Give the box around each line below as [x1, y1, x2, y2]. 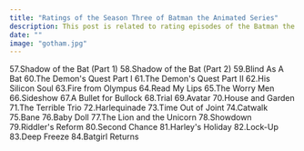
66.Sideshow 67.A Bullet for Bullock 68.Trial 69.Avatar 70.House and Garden [9, 93, 295, 104]
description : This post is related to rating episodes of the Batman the [9, 22, 296, 31]
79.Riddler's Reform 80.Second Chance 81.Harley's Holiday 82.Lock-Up [9, 122, 279, 133]
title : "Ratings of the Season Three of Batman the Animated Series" [9, 13, 279, 23]
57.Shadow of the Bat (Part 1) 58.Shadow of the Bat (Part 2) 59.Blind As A [9, 64, 284, 75]
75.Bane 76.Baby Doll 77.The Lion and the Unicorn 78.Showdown [9, 112, 252, 123]
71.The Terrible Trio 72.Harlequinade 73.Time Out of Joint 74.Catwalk [9, 102, 269, 114]
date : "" [9, 30, 43, 39]
